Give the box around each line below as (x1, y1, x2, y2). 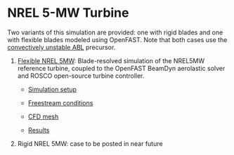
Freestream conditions (27, 98, 93, 107)
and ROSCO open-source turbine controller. (17, 72, 145, 80)
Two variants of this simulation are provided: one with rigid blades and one (7, 28, 223, 36)
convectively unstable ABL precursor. (7, 43, 116, 51)
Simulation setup (27, 85, 77, 93)
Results (27, 126, 50, 134)
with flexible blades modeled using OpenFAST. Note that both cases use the (7, 35, 228, 43)
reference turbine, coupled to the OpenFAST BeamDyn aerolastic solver (17, 64, 226, 72)
